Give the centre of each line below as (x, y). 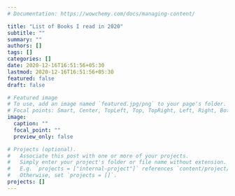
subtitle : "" (26, 33)
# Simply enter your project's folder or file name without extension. (117, 162)
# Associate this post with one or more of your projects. (98, 156)
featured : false (31, 78)
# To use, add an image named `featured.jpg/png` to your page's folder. (117, 104)
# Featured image (33, 98)
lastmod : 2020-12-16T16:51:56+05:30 (60, 72)
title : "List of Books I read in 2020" (65, 26)
